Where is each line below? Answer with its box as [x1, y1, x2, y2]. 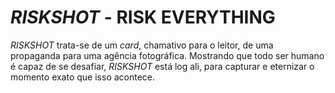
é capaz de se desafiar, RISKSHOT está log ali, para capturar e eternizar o [10, 60, 315, 72]
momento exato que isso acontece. [10, 71, 156, 83]
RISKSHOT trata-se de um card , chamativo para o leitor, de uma [10, 39, 274, 51]
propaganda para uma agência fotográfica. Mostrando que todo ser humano [10, 49, 325, 61]
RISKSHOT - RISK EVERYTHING [10, 6, 276, 29]
